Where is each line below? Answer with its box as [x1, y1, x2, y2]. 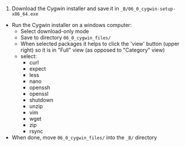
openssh [29, 84, 51, 91]
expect [29, 65, 46, 72]
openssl [29, 91, 49, 97]
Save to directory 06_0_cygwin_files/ [20, 34, 111, 41]
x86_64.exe [11, 11, 39, 17]
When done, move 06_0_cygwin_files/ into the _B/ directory [11, 134, 157, 141]
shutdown [29, 96, 54, 103]
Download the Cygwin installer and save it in [11, 5, 119, 12]
